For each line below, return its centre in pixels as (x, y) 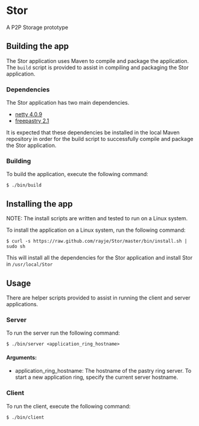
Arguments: (22, 357)
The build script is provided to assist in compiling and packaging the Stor (97, 67)
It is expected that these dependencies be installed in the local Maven (93, 133)
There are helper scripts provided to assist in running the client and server (99, 298)
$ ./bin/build (24, 185)
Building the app (38, 46)
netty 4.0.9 (28, 114)
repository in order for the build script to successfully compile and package (100, 139)
